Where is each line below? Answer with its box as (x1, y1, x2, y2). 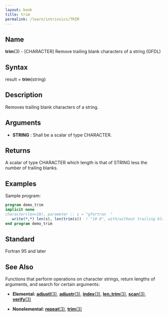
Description (5, 91, 42, 99)
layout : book (5, 7, 32, 13)
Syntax (5, 63, 28, 72)
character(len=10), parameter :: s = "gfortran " (5, 212, 113, 217)
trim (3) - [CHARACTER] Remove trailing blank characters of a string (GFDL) (5, 49, 161, 55)
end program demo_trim (5, 221, 52, 226)
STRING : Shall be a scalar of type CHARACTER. (12, 132, 112, 138)
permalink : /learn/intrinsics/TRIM (5, 17, 79, 22)
